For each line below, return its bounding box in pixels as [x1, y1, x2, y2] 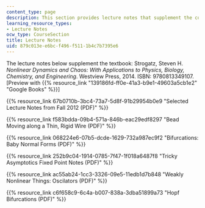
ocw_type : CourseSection [6, 32, 70, 38]
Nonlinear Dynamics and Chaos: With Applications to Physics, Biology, [6, 66, 185, 73]
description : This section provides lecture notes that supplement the [6, 15, 192, 21]
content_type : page [6, 9, 56, 15]
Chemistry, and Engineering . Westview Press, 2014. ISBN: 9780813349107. [6, 73, 194, 80]
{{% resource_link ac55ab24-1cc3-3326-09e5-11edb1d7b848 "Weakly [6, 170, 184, 178]
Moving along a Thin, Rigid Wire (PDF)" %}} [6, 122, 116, 129]
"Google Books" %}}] [6, 85, 60, 93]
